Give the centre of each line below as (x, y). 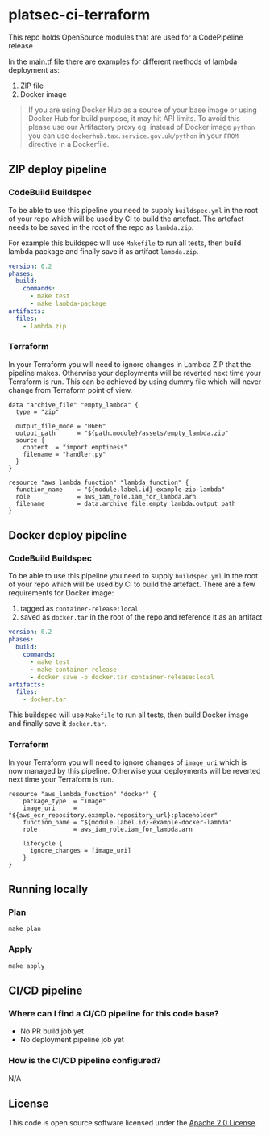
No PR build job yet (52, 1031)
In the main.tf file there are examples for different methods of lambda (123, 61)
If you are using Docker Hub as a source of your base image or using (143, 110)
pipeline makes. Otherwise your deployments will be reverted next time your (135, 373)
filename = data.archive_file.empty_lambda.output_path (126, 503)
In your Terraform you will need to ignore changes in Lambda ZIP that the (130, 364)
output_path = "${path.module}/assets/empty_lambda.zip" (122, 433)
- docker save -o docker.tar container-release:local (122, 677)
